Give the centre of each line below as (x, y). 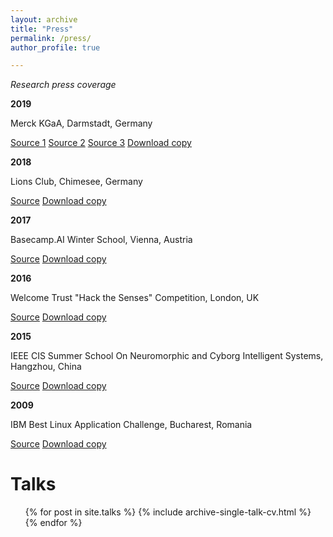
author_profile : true (55, 47)
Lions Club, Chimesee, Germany (76, 182)
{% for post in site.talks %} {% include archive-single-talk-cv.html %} (168, 512)
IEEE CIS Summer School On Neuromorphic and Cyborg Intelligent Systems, (167, 356)
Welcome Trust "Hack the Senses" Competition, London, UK (135, 298)
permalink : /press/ (51, 38)
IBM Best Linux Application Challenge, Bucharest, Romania (131, 425)
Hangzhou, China (46, 367)
